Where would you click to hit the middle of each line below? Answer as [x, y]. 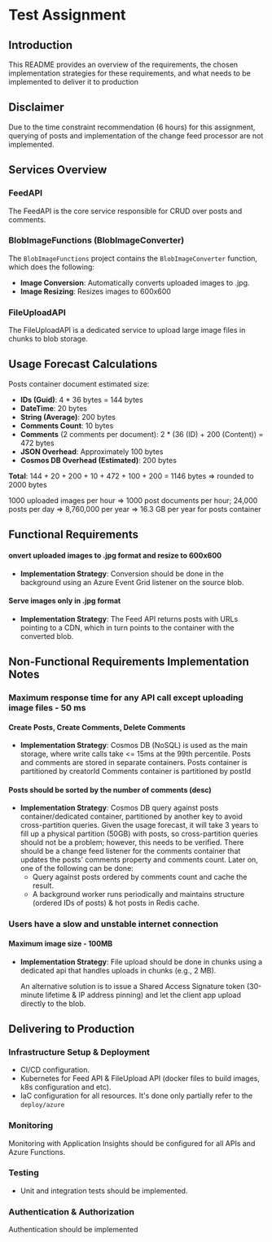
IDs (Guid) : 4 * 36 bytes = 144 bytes [82, 400]
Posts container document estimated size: [79, 383]
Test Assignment [67, 15]
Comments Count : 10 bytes [67, 426]
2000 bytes [28, 484]
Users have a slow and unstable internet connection [113, 924]
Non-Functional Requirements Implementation [129, 662]
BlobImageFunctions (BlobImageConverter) [97, 240]
